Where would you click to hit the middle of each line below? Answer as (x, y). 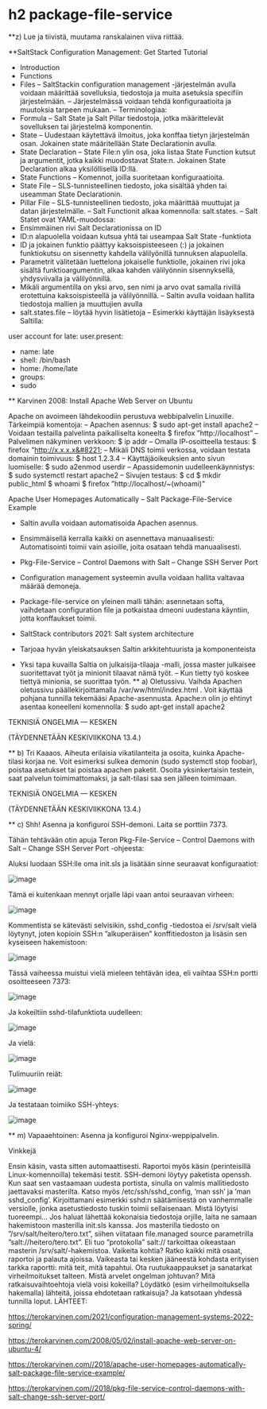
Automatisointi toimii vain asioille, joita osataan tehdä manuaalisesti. (131, 547)
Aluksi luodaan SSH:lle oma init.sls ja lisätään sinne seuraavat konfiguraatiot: (133, 863)
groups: (33, 377)
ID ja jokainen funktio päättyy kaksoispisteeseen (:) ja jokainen (122, 245)
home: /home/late (48, 368)
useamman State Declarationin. (71, 194)
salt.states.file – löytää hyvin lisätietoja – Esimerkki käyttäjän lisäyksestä (137, 312)
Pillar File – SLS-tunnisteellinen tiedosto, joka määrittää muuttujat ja (130, 202)
